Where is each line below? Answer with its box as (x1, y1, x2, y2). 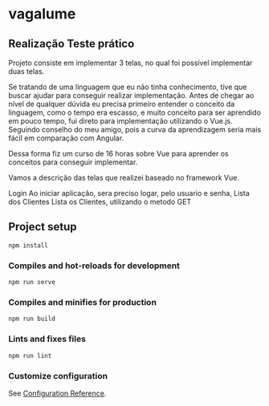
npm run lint (8, 351, 52, 359)
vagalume (8, 5, 76, 23)
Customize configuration (8, 370, 108, 381)
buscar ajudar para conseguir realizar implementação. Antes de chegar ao (8, 91, 255, 100)
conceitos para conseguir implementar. (8, 157, 138, 167)
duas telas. (8, 67, 45, 76)
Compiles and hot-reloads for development (8, 260, 181, 271)
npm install (8, 242, 48, 250)
